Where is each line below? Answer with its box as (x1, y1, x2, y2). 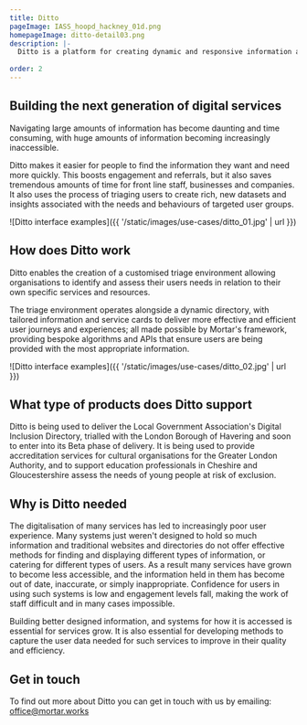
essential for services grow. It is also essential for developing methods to (9, 625, 284, 636)
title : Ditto (9, 13, 59, 23)
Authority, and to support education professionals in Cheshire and (9, 460, 258, 471)
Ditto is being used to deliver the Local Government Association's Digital (9, 421, 281, 432)
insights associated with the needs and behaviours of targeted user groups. (9, 198, 294, 209)
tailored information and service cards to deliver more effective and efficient (9, 314, 297, 325)
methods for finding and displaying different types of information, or (9, 549, 266, 560)
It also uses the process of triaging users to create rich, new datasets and (9, 188, 287, 199)
